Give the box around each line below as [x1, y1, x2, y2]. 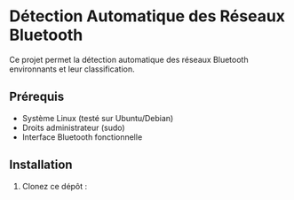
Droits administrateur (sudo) [21, 122, 126, 133]
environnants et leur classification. [9, 64, 135, 74]
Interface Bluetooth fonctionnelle [21, 131, 143, 142]
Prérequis [9, 89, 65, 104]
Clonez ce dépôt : [21, 181, 88, 191]
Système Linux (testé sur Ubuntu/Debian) [21, 112, 174, 123]
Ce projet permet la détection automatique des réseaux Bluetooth [9, 54, 249, 65]
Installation [9, 158, 73, 173]
